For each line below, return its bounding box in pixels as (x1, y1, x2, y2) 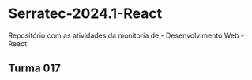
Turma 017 (8, 62, 62, 75)
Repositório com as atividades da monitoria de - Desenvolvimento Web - (8, 31, 245, 40)
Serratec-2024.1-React (8, 5, 163, 23)
